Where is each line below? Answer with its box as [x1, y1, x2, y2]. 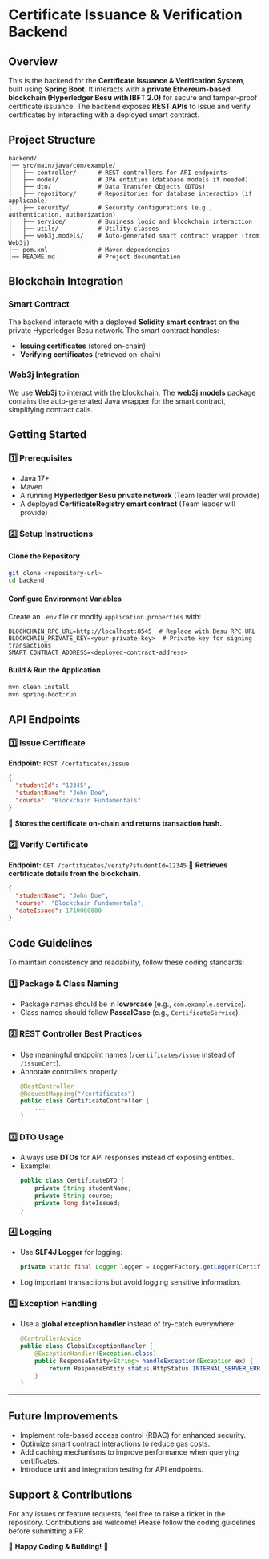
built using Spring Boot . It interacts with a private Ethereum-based [8, 84, 231, 94]
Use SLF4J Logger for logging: [19, 1248, 122, 1257]
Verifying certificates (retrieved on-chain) [19, 349, 162, 359]
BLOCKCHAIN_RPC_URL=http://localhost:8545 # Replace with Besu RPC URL [8, 627, 256, 635]
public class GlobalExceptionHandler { [19, 1342, 154, 1350]
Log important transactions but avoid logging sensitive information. [19, 1277, 242, 1287]
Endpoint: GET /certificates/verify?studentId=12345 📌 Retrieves [8, 860, 228, 870]
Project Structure [8, 133, 96, 147]
